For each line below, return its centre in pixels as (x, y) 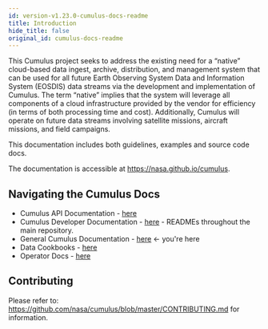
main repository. (47, 230)
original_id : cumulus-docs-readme (66, 38)
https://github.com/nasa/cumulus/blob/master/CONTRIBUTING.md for (124, 309)
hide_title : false (39, 30)
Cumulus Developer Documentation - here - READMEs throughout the (135, 222)
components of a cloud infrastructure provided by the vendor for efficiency (132, 104)
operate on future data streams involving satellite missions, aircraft (118, 120)
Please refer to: (34, 300)
